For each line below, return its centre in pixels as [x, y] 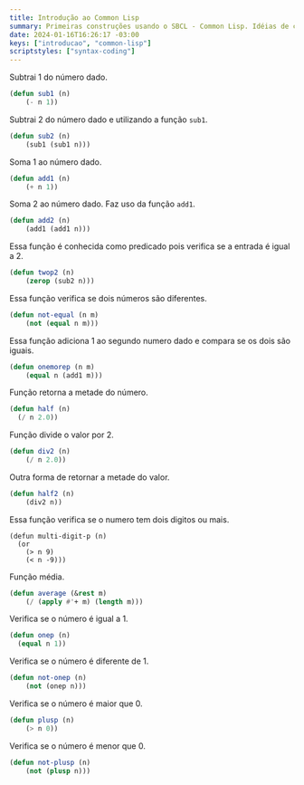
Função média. [37, 577]
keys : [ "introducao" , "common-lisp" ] [81, 43]
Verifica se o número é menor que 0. [78, 746]
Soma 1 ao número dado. [56, 162]
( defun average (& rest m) [58, 593]
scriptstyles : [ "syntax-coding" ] [72, 52]
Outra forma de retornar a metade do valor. [90, 477]
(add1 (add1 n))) [58, 229]
